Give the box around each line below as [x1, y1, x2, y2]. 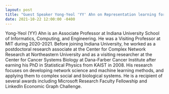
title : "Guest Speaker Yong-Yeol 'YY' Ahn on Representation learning [5, 12, 156, 17]
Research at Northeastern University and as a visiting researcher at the [5, 51, 152, 57]
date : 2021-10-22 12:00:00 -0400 [5, 16, 75, 21]
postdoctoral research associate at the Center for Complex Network [5, 46, 146, 52]
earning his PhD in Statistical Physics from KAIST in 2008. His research [5, 62, 152, 68]
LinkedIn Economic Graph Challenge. [5, 83, 82, 89]
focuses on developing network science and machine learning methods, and [5, 67, 164, 73]
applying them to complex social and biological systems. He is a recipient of [5, 73, 162, 79]
